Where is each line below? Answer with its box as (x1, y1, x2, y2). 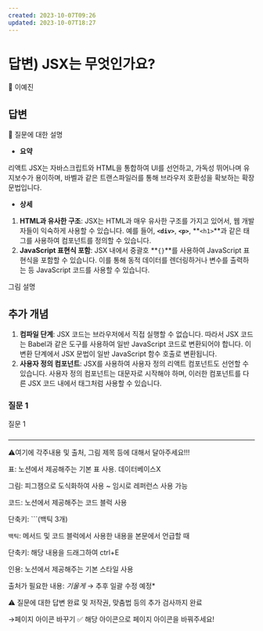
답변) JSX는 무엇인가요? (8, 55, 156, 73)
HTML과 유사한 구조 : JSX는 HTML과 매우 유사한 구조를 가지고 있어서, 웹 (19, 217, 240, 226)
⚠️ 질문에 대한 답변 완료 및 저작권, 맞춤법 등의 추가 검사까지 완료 (8, 598, 203, 607)
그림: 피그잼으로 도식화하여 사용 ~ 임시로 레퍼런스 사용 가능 (8, 481, 188, 491)
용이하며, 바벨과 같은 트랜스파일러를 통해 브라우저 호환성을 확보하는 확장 (34, 173, 255, 183)
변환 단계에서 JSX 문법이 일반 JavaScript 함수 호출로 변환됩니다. (19, 349, 218, 359)
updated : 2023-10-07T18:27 (8, 19, 96, 27)
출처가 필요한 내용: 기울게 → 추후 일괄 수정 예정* (8, 582, 156, 591)
